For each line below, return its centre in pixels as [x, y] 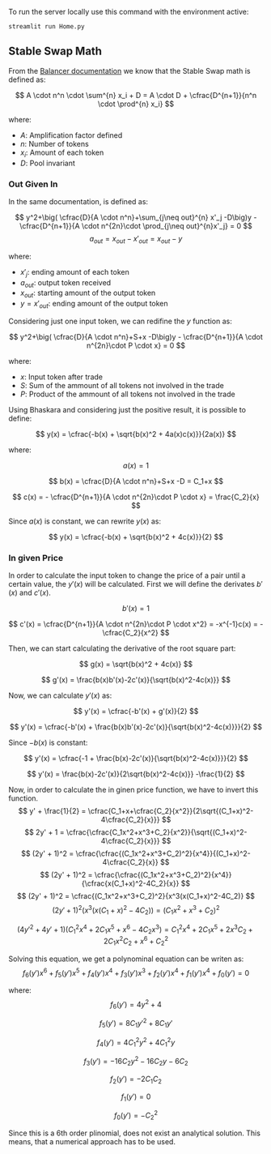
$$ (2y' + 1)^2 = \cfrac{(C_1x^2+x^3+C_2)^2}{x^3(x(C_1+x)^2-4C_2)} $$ [135, 896]
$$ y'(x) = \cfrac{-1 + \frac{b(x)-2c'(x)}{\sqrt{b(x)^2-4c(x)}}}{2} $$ [136, 759]
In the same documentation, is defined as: [78, 201]
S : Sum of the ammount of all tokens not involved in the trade [122, 385]
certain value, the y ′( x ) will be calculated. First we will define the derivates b [135, 584]
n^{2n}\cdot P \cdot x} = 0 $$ [136, 345]
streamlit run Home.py [47, 27]
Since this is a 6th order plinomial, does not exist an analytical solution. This [135, 1133]
